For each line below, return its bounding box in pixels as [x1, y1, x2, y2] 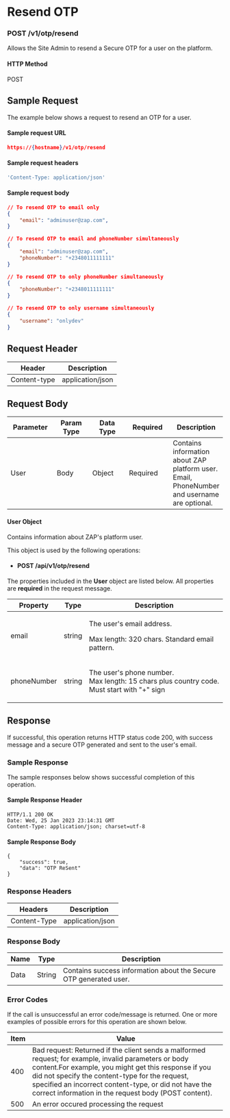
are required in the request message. [7, 584, 113, 593]
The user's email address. [88, 619, 172, 628]
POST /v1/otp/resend [7, 29, 79, 38]
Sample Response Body [7, 837, 77, 846]
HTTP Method [7, 60, 48, 69]
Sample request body [7, 189, 70, 197]
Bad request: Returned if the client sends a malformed [31, 1045, 206, 1055]
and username [172, 490, 220, 499]
